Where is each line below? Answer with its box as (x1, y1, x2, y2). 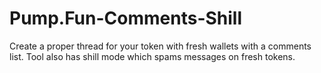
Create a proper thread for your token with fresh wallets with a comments (9, 40, 312, 52)
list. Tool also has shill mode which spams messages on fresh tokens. (9, 50, 296, 62)
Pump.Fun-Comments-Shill (9, 7, 243, 30)
